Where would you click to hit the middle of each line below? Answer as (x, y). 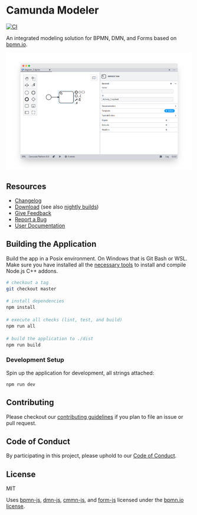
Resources (26, 186)
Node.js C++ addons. (32, 271)
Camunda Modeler (52, 10)
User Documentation (40, 226)
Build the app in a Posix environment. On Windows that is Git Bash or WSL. (97, 258)
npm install (21, 308)
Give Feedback (33, 213)
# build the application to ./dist (50, 338)
